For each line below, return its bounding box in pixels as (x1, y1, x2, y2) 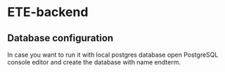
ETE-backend (7, 4, 89, 20)
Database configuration (7, 32, 114, 44)
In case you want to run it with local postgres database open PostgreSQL (7, 50, 219, 59)
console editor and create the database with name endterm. (7, 58, 181, 66)
